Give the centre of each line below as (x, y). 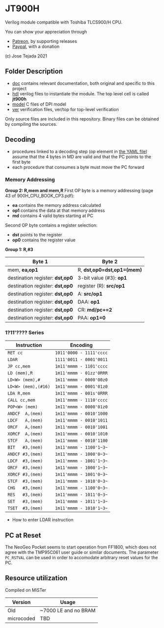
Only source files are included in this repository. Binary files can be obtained (82, 119)
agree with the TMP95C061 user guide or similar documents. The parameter (82, 552)
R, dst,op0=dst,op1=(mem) (110, 270)
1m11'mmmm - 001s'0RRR (82, 393)
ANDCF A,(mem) (25, 414)
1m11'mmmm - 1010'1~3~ (82, 508)
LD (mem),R (20, 373)
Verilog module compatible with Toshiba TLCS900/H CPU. (64, 22)
